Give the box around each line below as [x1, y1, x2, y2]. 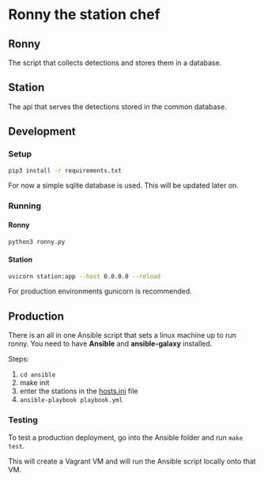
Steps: [8, 354, 29, 364]
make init [19, 378, 50, 388]
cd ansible [19, 371, 56, 379]
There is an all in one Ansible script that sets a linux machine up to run [8, 331, 237, 340]
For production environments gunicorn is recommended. [8, 286, 192, 296]
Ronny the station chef [8, 6, 160, 24]
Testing [8, 415, 38, 426]
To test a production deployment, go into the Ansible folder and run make [8, 433, 243, 442]
